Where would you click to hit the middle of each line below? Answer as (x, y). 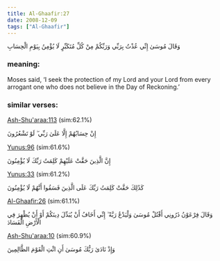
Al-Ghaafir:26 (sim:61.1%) (43, 201)
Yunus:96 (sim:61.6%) (39, 147)
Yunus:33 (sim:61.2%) (39, 174)
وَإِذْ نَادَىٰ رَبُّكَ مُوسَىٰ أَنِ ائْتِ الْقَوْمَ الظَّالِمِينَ (61, 249)
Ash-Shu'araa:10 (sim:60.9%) (49, 235)
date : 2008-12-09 (32, 20)
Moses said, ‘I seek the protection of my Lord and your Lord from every (109, 79)
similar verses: (33, 105)
